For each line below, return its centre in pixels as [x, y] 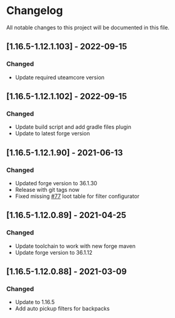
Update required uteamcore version [60, 77]
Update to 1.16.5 [35, 302]
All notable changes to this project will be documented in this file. [88, 27]
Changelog [35, 11]
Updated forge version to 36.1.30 [56, 183]
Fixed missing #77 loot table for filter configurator [77, 196]
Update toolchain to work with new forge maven [75, 246]
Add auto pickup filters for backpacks [62, 309]
